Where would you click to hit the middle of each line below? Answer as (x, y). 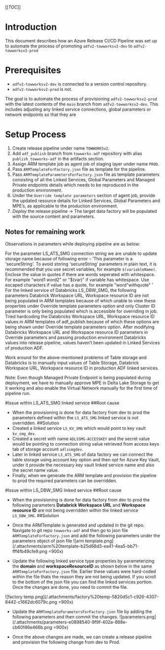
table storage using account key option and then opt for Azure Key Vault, (86, 459)
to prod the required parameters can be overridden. (65, 481)
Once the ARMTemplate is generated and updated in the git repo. (78, 525)
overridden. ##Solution (35, 423)
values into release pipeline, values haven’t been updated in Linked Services (82, 342)
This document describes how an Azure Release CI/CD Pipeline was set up (81, 41)
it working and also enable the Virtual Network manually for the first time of (81, 388)
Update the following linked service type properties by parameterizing (83, 561)
